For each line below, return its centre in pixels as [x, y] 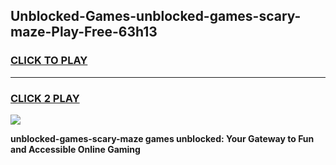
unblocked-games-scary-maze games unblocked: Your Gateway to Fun [162, 138]
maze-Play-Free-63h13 [84, 32]
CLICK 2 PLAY [45, 98]
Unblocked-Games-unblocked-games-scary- [156, 16]
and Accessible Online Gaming [75, 149]
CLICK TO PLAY [49, 61]
